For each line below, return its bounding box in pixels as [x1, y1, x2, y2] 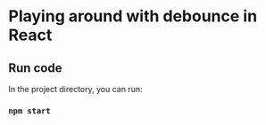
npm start [8, 105, 51, 116]
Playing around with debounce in [8, 6, 258, 27]
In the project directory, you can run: [8, 84, 143, 94]
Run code [8, 60, 62, 75]
